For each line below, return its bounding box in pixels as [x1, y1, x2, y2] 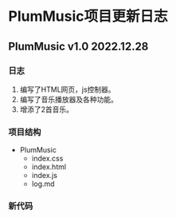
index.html [31, 162, 66, 172]
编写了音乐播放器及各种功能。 [19, 94, 118, 104]
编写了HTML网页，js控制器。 [19, 85, 115, 94]
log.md [31, 179, 55, 188]
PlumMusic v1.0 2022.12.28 [8, 39, 149, 53]
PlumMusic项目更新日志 [8, 7, 168, 26]
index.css [31, 153, 64, 164]
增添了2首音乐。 [19, 105, 74, 114]
